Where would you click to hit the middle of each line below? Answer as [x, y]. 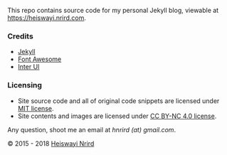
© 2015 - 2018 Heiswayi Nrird [51, 143]
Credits [20, 36]
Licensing [25, 85]
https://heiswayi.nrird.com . [47, 18]
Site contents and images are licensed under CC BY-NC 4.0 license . [117, 116]
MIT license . [36, 108]
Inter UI [28, 67]
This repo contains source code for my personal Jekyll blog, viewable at [113, 10]
